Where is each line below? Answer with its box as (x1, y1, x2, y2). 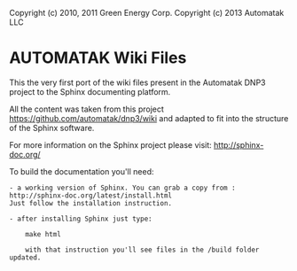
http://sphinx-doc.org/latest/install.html (9, 190, 173, 200)
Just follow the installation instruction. (9, 198, 173, 207)
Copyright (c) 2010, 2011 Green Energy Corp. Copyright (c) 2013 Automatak (9, 8, 285, 18)
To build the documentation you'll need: (9, 166, 154, 176)
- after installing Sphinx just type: (9, 214, 152, 223)
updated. (9, 252, 42, 262)
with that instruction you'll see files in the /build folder (25, 245, 260, 254)
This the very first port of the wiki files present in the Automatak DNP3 (9, 77, 266, 88)
